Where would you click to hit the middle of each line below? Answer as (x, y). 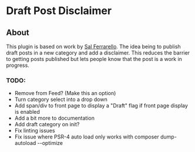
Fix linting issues (35, 131)
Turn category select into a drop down (61, 99)
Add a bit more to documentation (55, 118)
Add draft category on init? (47, 124)
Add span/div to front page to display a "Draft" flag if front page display (101, 106)
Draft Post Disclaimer (59, 11)
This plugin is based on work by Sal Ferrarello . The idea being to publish (93, 46)
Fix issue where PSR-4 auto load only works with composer (87, 137)
